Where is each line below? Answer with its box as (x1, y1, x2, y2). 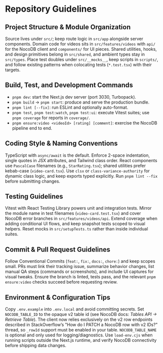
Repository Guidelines (5, 3, 97, 15)
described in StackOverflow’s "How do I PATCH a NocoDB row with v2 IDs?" (5, 322, 158, 328)
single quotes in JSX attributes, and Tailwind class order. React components (5, 157, 157, 163)
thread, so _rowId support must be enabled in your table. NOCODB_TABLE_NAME (5, 327, 157, 333)
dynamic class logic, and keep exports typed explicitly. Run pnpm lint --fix (5, 173, 158, 179)
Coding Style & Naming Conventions (5, 139, 118, 147)
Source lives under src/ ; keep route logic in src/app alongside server (5, 36, 144, 42)
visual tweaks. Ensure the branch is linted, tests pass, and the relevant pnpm (5, 274, 156, 280)
